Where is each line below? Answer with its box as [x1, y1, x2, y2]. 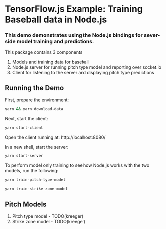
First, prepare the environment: [5, 97, 69, 103]
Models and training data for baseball [12, 59, 89, 65]
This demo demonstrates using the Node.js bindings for [5, 32, 143, 39]
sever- [143, 32, 160, 39]
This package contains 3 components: [5, 49, 83, 55]
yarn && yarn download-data [5, 107, 64, 112]
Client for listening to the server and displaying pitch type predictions [12, 70, 154, 76]
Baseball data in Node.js [5, 14, 107, 25]
